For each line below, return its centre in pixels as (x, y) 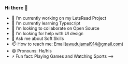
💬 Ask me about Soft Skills (38, 38)
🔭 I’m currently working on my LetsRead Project (59, 18)
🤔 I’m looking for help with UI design (48, 34)
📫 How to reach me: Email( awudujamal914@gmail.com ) (67, 44)
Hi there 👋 (16, 8)
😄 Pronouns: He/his (31, 51)
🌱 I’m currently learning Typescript (46, 23)
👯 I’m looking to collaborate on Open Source (55, 28)
